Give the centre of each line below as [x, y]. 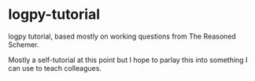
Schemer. [24, 44]
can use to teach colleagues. [55, 68]
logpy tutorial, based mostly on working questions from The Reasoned [122, 36]
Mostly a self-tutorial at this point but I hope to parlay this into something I [128, 60]
